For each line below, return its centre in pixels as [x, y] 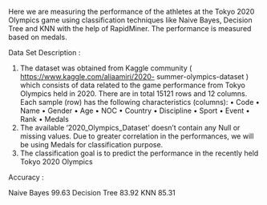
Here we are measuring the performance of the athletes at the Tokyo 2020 [131, 12]
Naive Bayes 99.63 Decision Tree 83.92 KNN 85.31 [92, 193]
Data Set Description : [44, 52]
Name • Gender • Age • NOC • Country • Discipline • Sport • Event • [135, 111]
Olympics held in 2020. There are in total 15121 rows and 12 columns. [133, 94]
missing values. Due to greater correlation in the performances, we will [137, 136]
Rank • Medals [44, 119]
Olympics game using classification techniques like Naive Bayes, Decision [130, 20]
